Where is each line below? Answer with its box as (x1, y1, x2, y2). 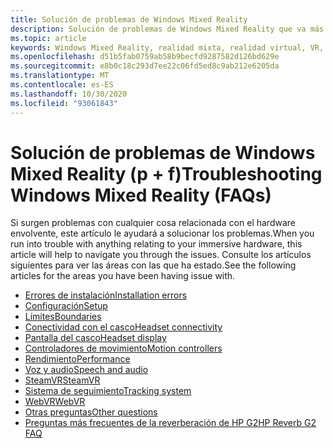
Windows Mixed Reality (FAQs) (10, 184, 272, 206)
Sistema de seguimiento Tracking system (24, 385, 192, 397)
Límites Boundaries (24, 311, 102, 323)
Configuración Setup (24, 300, 108, 312)
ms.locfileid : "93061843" (10, 98, 118, 108)
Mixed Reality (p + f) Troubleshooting (10, 162, 323, 185)
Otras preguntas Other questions (24, 406, 158, 418)
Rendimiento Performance (24, 353, 131, 365)
